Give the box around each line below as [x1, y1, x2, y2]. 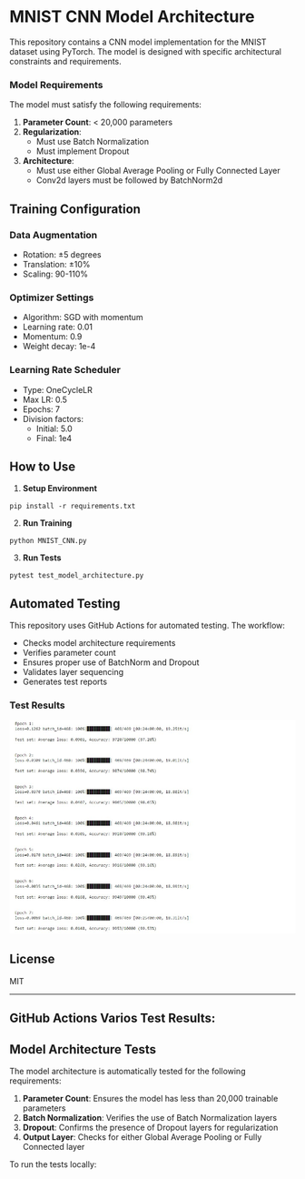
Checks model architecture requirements [22, 638, 176, 649]
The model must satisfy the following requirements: [9, 99, 202, 110]
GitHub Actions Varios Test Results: [9, 1011, 216, 1026]
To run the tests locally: [9, 1158, 97, 1170]
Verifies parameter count [22, 648, 116, 659]
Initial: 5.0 [35, 423, 73, 434]
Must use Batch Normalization [35, 136, 150, 147]
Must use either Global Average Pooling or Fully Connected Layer [35, 166, 280, 176]
